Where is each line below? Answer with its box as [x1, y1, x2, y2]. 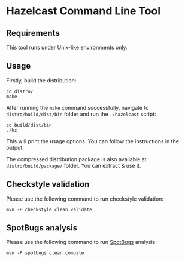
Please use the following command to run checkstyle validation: [6, 195, 163, 202]
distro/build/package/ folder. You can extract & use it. [6, 162, 141, 169]
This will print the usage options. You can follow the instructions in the [6, 137, 180, 144]
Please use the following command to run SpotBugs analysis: [6, 239, 157, 246]
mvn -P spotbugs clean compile [6, 250, 84, 256]
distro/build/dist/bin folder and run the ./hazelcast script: [6, 110, 157, 118]
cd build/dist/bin [6, 122, 52, 128]
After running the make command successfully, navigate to [6, 104, 149, 111]
